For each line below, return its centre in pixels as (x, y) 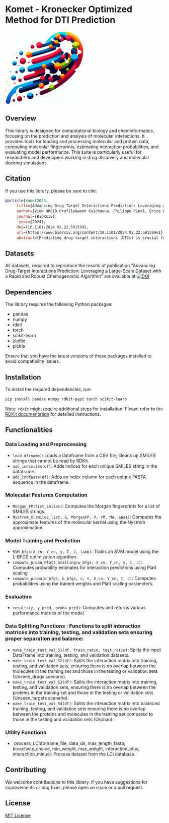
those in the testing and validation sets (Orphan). (63, 719)
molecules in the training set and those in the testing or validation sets (85, 671)
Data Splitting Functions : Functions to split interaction (73, 626)
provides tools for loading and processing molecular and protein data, (77, 141)
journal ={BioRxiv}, (37, 217)
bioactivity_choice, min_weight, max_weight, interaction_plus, (76, 749)
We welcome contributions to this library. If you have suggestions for (76, 782)
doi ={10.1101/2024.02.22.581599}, (53, 227)
